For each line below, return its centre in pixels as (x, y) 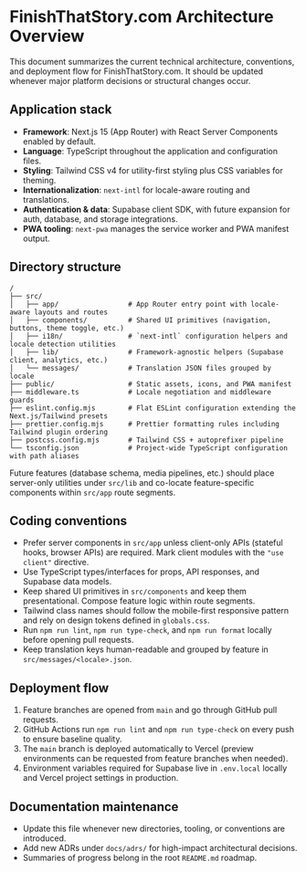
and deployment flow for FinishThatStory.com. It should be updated (136, 71)
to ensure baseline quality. (72, 739)
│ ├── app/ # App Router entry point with (128, 304)
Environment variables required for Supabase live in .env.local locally (155, 768)
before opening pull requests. (78, 640)
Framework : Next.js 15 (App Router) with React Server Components (150, 131)
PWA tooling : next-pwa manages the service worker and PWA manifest (156, 228)
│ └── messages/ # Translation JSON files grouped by (141, 368)
